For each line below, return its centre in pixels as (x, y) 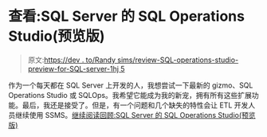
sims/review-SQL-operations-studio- (178, 60)
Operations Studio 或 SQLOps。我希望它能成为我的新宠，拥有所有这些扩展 (130, 95)
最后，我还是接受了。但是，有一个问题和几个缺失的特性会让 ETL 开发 (135, 105)
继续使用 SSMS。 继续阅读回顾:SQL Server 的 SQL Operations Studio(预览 (135, 115)
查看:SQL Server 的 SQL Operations (127, 16)
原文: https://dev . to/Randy (72, 60)
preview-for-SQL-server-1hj (73, 68)
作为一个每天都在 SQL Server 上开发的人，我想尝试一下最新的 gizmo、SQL (131, 85)
